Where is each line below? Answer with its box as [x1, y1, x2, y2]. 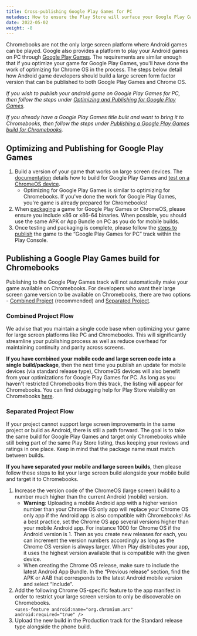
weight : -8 [6, 25, 33, 31]
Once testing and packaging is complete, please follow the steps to [14, 224, 178, 231]
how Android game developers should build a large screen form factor [6, 72, 176, 79]
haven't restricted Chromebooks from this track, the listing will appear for [6, 380, 184, 388]
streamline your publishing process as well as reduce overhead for [6, 338, 167, 345]
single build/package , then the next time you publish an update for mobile [6, 362, 186, 369]
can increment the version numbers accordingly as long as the [23, 537, 175, 544]
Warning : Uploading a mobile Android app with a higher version [23, 500, 178, 507]
